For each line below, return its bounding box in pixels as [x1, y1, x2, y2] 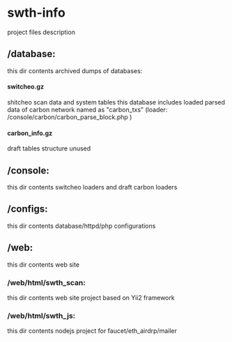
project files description [7, 28, 75, 36]
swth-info [7, 5, 66, 21]
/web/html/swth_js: [7, 311, 76, 320]
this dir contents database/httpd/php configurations [7, 221, 156, 230]
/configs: [7, 203, 48, 215]
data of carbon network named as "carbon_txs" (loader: [7, 105, 168, 114]
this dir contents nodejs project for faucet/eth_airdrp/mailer [7, 327, 178, 335]
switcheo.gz [7, 82, 44, 91]
